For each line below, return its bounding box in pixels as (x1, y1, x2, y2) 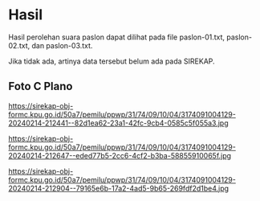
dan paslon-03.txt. (31, 40, 93, 50)
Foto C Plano (8, 80, 73, 93)
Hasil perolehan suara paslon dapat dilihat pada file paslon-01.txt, (8, 32, 225, 42)
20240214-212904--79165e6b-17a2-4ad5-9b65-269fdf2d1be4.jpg (8, 183, 230, 193)
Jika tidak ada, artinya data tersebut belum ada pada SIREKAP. (8, 56, 215, 66)
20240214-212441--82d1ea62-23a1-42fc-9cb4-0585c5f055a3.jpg (8, 118, 229, 128)
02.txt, (8, 40, 30, 50)
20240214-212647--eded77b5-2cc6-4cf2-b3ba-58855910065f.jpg (8, 150, 231, 160)
